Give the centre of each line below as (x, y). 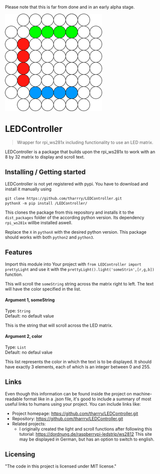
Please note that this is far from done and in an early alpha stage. (70, 7)
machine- (142, 394)
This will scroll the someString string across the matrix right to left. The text (79, 284)
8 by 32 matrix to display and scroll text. (45, 157)
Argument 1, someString (30, 300)
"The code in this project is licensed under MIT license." (61, 466)
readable (14, 399)
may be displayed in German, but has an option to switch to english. (87, 439)
